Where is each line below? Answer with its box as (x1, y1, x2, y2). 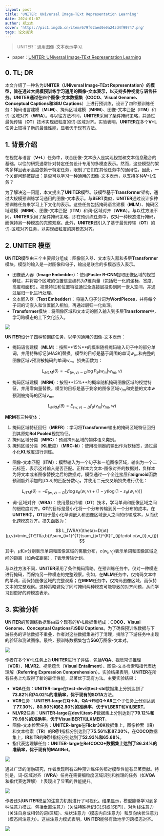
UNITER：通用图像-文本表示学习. (17, 44, 83, 49)
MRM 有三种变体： (5, 414, 42, 420)
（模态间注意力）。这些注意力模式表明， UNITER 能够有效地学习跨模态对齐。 (5, 816, 156, 822)
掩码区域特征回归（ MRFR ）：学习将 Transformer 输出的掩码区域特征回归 (12, 425, 155, 430)
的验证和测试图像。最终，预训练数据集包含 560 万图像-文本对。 (5, 637, 131, 643)
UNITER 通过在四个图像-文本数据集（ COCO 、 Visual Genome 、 (14, 94, 141, 100)
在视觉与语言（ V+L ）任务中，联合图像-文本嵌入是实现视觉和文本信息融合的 (5, 154, 157, 160)
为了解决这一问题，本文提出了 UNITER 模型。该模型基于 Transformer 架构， (5, 189, 154, 195)
